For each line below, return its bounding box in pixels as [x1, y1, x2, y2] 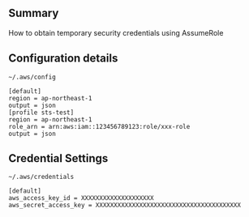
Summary [8, 6, 59, 20]
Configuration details [8, 52, 118, 66]
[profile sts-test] [8, 108, 75, 117]
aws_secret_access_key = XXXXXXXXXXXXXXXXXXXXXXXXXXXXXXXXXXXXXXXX [8, 202, 242, 210]
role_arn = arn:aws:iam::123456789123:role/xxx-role [8, 122, 191, 130]
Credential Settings [8, 151, 109, 165]
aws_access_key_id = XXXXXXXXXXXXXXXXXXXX [8, 194, 154, 202]
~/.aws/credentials [8, 173, 75, 181]
